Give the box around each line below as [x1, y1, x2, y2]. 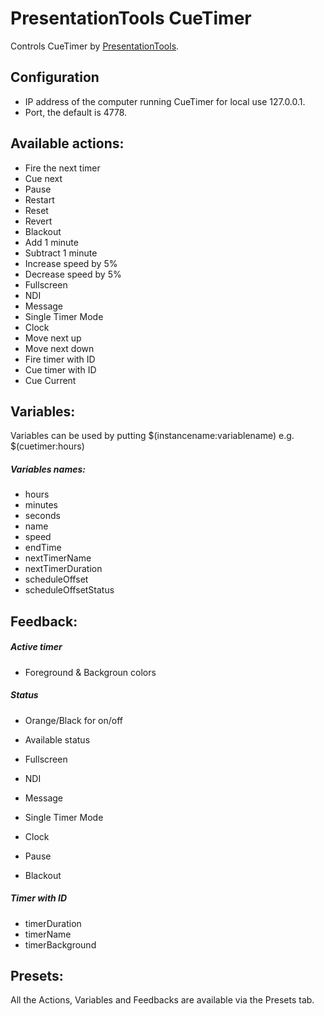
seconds [24, 510, 61, 522]
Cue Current [24, 374, 77, 386]
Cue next [24, 172, 63, 184]
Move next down [24, 342, 95, 354]
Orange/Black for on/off [24, 714, 124, 726]
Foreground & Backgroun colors [24, 666, 157, 678]
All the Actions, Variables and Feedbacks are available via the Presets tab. [10, 994, 315, 1006]
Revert [24, 215, 53, 227]
